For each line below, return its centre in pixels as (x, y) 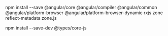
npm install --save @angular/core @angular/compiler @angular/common (81, 7)
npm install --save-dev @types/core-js (46, 28)
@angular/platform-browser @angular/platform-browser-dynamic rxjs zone (84, 13)
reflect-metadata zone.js (31, 18)
